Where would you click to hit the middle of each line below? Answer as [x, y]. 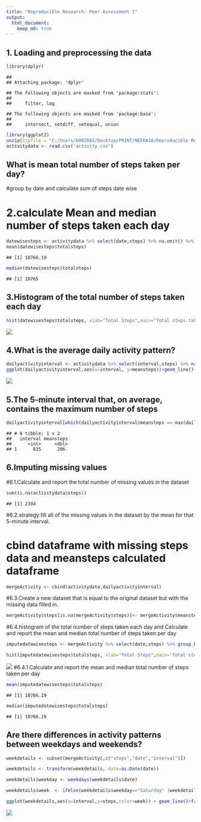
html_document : [31, 23]
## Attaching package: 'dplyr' [45, 82]
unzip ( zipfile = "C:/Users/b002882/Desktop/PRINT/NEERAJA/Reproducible [97, 140]
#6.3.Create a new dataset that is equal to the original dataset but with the [97, 598]
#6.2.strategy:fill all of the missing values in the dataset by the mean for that [100, 515]
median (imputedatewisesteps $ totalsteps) [57, 706]
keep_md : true [34, 28]
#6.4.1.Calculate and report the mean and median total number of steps [101, 667]
